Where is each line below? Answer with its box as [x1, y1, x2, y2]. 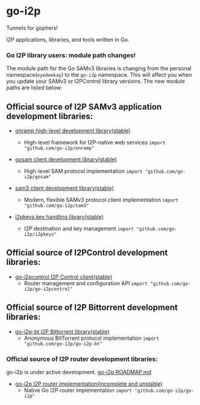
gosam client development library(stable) [14, 156, 117, 163]
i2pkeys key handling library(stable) [14, 213, 104, 221]
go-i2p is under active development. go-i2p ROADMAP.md [6, 368, 152, 375]
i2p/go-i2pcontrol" [23, 286, 73, 292]
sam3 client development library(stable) [14, 184, 114, 192]
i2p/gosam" [23, 174, 52, 180]
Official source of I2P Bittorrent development [6, 302, 178, 313]
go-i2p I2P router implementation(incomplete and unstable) [14, 380, 163, 387]
